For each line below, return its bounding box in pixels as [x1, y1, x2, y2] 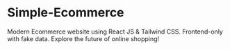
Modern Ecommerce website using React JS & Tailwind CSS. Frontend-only [7, 27, 224, 36]
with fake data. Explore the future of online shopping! [7, 34, 160, 42]
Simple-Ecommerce [7, 5, 124, 21]
